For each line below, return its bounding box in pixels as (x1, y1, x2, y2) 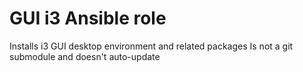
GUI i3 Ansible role (9, 7, 167, 30)
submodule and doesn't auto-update (9, 50, 161, 62)
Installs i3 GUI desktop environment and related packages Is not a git (9, 40, 294, 52)
